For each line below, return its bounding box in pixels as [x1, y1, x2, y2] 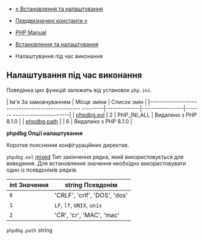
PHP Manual [15, 29, 47, 36]
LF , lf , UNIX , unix [54, 201, 103, 209]
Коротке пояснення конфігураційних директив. [6, 141, 129, 148]
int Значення [9, 180, 49, 189]
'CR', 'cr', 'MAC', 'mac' [54, 211, 120, 219]
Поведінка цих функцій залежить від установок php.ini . [6, 86, 152, 93]
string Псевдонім [65, 180, 118, 189]
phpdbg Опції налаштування [6, 129, 83, 137]
